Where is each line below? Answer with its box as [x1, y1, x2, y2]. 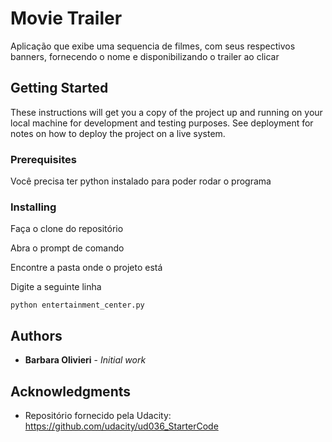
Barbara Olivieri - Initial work [24, 354, 147, 366]
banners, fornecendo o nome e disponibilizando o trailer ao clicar [10, 50, 280, 62]
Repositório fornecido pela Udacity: [24, 409, 172, 421]
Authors [10, 327, 63, 344]
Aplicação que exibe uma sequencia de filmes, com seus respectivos [10, 40, 296, 52]
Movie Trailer [10, 7, 123, 30]
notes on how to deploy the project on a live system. [10, 127, 226, 139]
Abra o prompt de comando [10, 242, 125, 254]
